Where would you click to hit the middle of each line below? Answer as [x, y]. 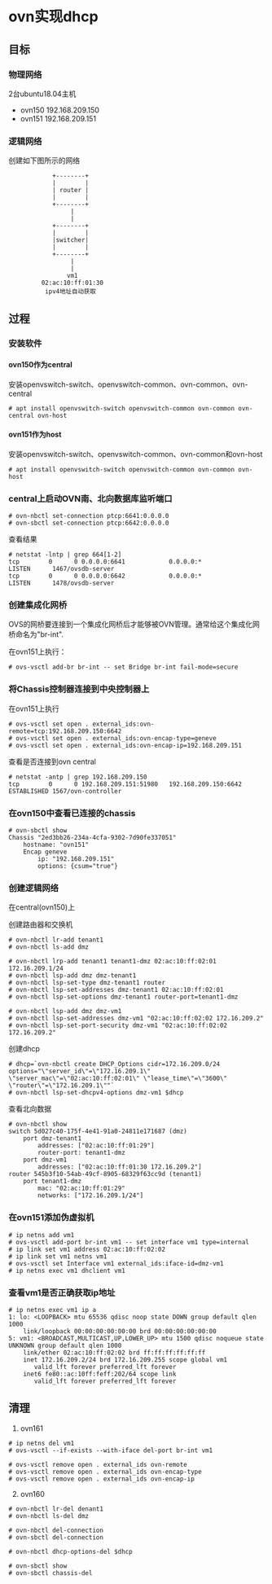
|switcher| [70, 240]
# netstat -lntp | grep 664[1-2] [65, 555]
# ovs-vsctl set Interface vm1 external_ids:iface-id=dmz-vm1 [116, 1263]
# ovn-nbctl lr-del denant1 [56, 1509]
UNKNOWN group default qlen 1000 [65, 1345]
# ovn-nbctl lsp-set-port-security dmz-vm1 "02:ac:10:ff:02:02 [118, 1026]
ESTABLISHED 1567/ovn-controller [65, 791]
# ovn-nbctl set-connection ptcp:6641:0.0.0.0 [89, 516]
